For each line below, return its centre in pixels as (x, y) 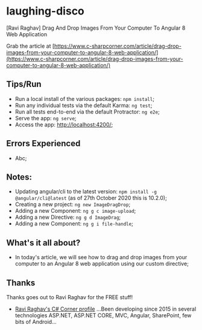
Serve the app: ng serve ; (46, 118)
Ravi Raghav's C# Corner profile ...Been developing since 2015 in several (106, 309)
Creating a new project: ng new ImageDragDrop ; (73, 204)
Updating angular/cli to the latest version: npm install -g (86, 192)
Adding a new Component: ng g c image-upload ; (75, 211)
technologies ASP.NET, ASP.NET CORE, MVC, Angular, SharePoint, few (103, 315)
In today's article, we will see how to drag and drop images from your (101, 257)
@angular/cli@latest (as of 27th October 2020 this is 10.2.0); (91, 198)
